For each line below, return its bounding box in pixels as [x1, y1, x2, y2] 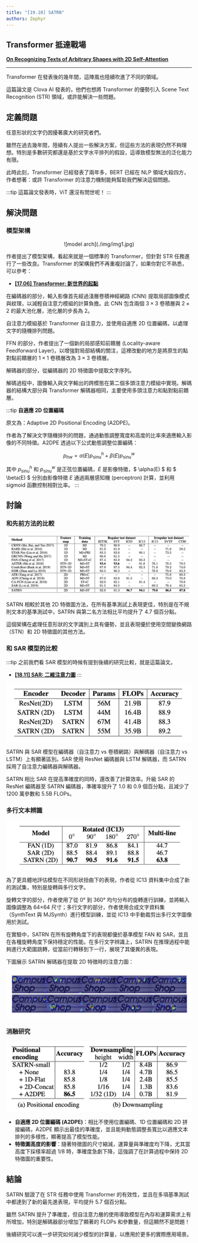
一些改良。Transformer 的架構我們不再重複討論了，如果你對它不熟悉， [16, 260, 187, 267]
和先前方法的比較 [6, 519, 55, 527]
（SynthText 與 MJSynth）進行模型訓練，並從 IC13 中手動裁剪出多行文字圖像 [6, 911, 193, 918]
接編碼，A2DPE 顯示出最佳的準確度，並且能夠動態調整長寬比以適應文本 [14, 1126, 189, 1133]
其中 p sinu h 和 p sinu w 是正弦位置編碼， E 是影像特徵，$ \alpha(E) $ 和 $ [6, 464, 177, 474]
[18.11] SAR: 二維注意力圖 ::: [14, 671, 82, 678]
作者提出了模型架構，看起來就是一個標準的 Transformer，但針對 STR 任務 [6, 252, 185, 259]
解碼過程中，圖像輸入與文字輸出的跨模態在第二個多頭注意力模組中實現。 [6, 379, 181, 386]
